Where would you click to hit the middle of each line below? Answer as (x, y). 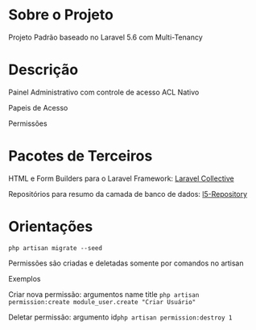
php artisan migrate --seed (56, 248)
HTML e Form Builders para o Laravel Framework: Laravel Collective (122, 178)
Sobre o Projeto (61, 15)
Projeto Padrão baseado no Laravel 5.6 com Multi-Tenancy (105, 37)
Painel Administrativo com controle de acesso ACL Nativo (104, 92)
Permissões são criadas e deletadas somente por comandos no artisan (126, 263)
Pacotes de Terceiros (81, 156)
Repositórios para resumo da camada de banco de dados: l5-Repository (128, 194)
